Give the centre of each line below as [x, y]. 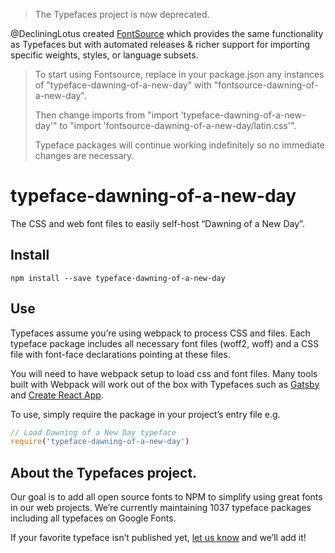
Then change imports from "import [106, 115]
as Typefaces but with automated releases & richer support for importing [160, 44]
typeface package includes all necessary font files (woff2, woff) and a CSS [165, 343]
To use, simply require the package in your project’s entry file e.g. [145, 414]
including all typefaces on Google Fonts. [93, 518]
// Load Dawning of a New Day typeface [93, 432]
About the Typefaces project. [104, 472]
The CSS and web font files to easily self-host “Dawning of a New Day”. [157, 223]
